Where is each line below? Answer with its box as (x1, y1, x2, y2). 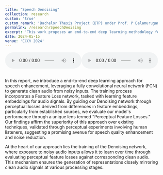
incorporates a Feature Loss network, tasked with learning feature (5, 93, 137, 99)
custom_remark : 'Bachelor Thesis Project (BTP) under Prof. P (5, 20, 133, 26)
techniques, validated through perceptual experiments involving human (5, 124, 147, 130)
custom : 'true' (5, 16, 36, 21)
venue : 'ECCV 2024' (5, 39, 45, 44)
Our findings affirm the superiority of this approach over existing (5, 119, 134, 125)
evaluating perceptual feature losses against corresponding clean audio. (5, 154, 150, 160)
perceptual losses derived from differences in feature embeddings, (5, 103, 139, 109)
